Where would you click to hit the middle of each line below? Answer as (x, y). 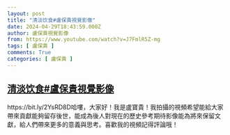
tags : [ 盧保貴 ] (31, 46)
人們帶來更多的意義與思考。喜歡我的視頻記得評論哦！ (102, 124)
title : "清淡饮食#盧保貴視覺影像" (52, 20)
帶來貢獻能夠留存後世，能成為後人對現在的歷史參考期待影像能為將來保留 (111, 116)
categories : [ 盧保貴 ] (40, 59)
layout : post (26, 14)
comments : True (29, 53)
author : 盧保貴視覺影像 (38, 33)
